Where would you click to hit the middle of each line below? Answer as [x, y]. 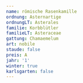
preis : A [17, 55]
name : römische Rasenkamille [41, 11]
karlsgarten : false [30, 71]
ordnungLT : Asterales [32, 22]
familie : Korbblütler [32, 28]
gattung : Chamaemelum [32, 39]
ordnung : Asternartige [34, 17]
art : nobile [20, 44]
